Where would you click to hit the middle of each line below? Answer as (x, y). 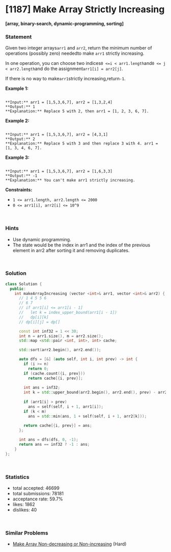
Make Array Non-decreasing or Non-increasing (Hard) (69, 544)
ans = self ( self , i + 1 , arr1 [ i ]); (65, 407)
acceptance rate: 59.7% (38, 499)
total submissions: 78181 (38, 493)
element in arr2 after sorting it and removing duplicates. (71, 250)
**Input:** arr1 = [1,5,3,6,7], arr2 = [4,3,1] (57, 135)
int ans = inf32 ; (42, 388)
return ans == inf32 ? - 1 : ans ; (54, 445)
